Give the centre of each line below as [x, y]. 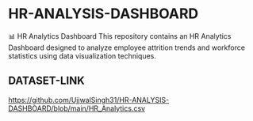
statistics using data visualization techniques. [82, 55]
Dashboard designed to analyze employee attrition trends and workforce [127, 47]
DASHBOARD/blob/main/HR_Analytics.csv [77, 108]
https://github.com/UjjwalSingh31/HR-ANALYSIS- [89, 100]
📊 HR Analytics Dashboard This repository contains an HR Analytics [120, 36]
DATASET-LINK [46, 81]
